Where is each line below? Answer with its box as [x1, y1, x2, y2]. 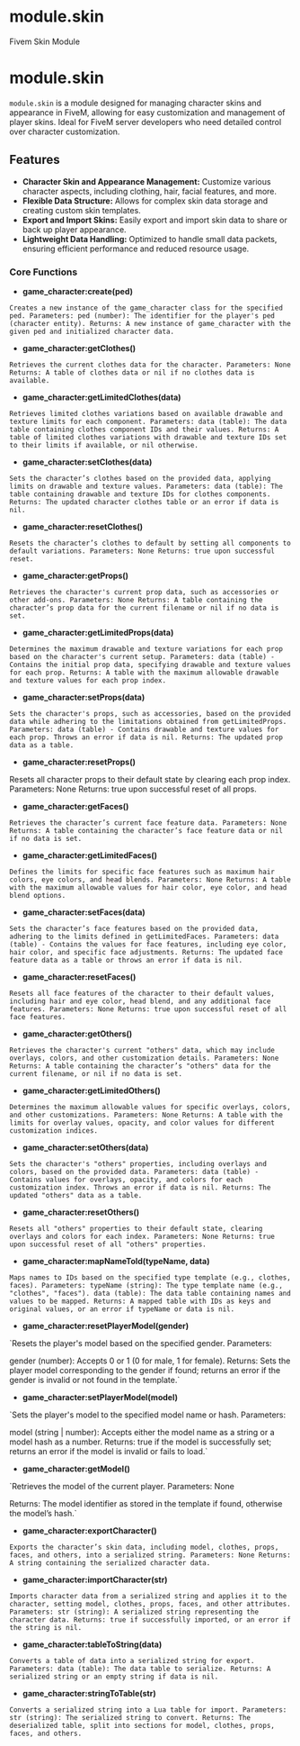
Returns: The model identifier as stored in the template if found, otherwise [9, 1497, 283, 1509]
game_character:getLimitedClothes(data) [22, 392, 181, 403]
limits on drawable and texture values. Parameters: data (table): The [9, 482, 283, 491]
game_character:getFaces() [22, 801, 129, 811]
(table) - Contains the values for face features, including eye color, [9, 939, 287, 949]
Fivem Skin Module [9, 36, 81, 47]
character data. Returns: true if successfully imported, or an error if [9, 1615, 292, 1624]
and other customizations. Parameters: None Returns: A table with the [9, 1110, 283, 1119]
